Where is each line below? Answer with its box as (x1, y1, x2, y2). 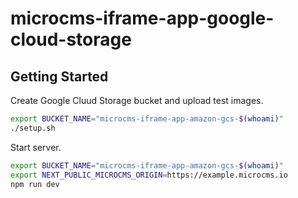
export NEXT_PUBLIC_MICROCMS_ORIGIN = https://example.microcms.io (10, 170, 288, 180)
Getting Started (10, 68, 109, 85)
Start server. (10, 141, 62, 153)
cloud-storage (10, 28, 132, 51)
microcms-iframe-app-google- (10, 7, 275, 30)
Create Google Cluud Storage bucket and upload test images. (10, 95, 264, 106)
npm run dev (10, 179, 60, 189)
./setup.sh (10, 123, 56, 133)
